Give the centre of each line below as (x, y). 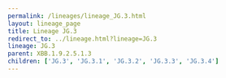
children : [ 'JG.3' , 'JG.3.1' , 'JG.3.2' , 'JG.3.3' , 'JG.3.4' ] (113, 62)
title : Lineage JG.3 (43, 31)
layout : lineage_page (44, 24)
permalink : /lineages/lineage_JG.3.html (77, 16)
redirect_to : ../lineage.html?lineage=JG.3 (83, 39)
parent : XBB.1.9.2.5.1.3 (50, 54)
